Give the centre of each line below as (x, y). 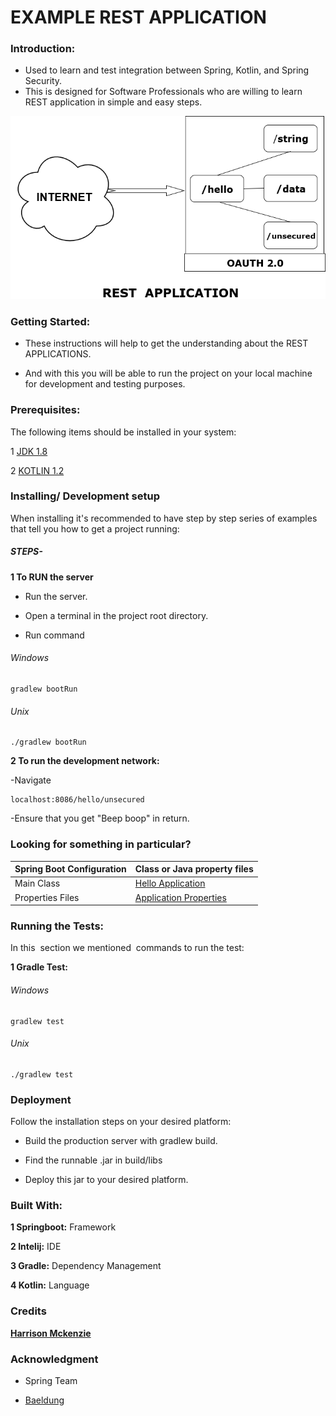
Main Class (37, 883)
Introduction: (43, 49)
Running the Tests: (57, 926)
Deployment (41, 1099)
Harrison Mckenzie (51, 1333)
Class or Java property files (194, 869)
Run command (54, 635)
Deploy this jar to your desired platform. (106, 1179)
